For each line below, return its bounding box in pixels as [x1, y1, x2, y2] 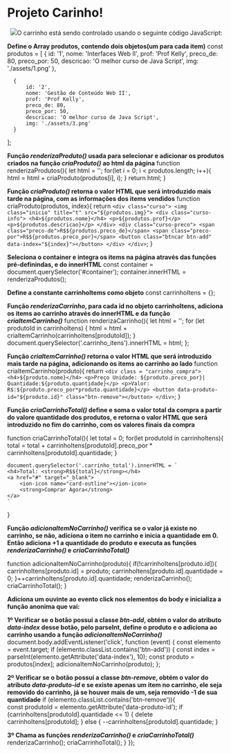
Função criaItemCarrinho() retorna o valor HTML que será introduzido [7, 352, 212, 360]
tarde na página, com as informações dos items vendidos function [7, 194, 201, 202]
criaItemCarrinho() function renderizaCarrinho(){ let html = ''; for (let [7, 317, 205, 325]
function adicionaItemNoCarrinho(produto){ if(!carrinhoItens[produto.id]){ [7, 559, 217, 567]
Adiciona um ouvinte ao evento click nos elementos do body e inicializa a [7, 594, 221, 603]
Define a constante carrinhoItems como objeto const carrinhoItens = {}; [7, 288, 216, 296]
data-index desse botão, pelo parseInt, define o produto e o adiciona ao [7, 623, 218, 631]
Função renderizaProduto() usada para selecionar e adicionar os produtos [7, 151, 225, 160]
